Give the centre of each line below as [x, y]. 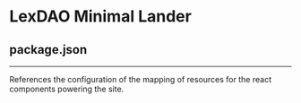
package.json [48, 50]
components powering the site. [67, 89]
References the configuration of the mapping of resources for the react [140, 79]
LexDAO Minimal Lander [101, 17]
